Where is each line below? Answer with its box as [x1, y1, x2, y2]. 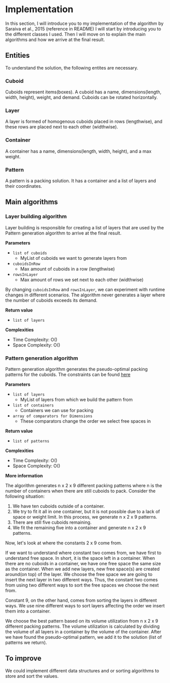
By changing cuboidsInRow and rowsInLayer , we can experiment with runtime [5, 286, 165, 292]
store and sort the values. [5, 673, 59, 679]
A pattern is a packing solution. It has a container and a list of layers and [5, 178, 156, 184]
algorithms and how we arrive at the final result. [5, 37, 105, 43]
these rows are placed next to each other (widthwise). [5, 124, 118, 130]
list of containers [12, 402, 54, 408]
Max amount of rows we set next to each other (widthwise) [20, 277, 144, 283]
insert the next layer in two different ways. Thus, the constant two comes [5, 576, 158, 583]
